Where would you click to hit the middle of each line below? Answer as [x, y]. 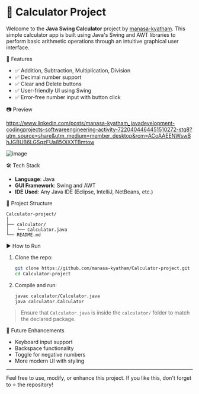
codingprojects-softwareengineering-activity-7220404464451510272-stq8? [99, 129]
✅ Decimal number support [48, 77]
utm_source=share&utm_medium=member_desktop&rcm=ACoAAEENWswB [99, 135]
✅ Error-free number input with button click [68, 97]
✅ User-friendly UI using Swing [53, 90]
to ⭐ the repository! [30, 385]
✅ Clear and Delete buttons [48, 84]
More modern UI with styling [49, 361]
